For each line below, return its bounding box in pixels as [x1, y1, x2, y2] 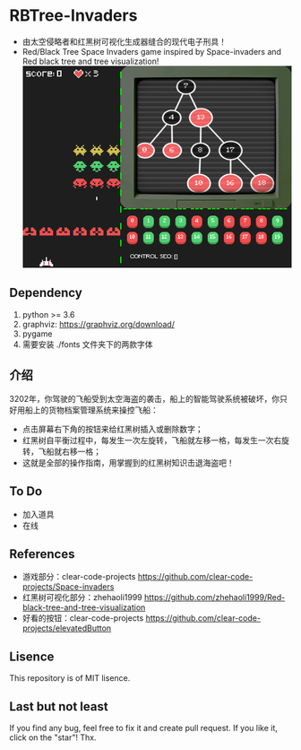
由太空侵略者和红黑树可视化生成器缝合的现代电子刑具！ [21, 36, 227, 47]
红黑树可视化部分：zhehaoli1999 [21, 592, 143, 603]
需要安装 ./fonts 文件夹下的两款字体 [21, 338, 154, 350]
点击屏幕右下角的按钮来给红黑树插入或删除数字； [21, 423, 203, 434]
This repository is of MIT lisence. [9, 673, 131, 684]
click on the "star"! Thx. [9, 732, 97, 743]
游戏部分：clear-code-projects [21, 571, 136, 582]
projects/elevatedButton [21, 623, 112, 633]
